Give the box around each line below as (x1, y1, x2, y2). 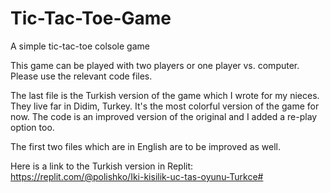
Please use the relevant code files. (10, 70, 153, 82)
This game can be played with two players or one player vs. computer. (10, 59, 300, 71)
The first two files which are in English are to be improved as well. (10, 140, 282, 152)
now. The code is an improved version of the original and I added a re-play (10, 110, 318, 122)
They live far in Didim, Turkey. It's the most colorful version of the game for (10, 100, 320, 112)
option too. (10, 121, 55, 133)
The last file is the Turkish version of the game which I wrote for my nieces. (10, 89, 320, 101)
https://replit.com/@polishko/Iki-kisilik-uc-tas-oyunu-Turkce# (10, 170, 264, 182)
